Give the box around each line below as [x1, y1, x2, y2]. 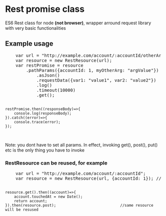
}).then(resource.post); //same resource [5, 203, 154, 208]
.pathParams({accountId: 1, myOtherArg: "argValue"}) [26, 67, 159, 73]
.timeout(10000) [36, 87, 76, 93]
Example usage [5, 40, 53, 48]
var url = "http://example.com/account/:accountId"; [15, 171, 146, 176]
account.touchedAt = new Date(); [14, 194, 83, 199]
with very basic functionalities [5, 25, 66, 31]
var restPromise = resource [15, 62, 83, 68]
